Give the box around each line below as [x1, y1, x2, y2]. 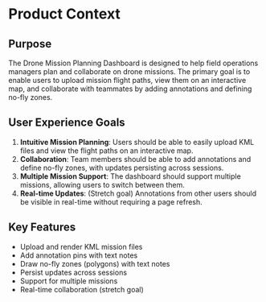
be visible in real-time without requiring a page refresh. [19, 197, 203, 206]
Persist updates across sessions [19, 267, 127, 277]
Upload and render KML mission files [19, 242, 143, 251]
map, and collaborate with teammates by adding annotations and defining [8, 84, 252, 93]
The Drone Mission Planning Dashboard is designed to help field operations [8, 58, 259, 68]
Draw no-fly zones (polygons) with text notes [19, 259, 170, 268]
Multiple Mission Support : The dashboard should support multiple [19, 171, 241, 181]
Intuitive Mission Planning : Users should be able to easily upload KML [19, 137, 255, 147]
